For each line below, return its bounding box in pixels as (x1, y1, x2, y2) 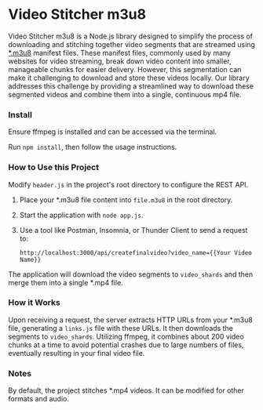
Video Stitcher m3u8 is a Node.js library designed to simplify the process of (8, 31, 254, 41)
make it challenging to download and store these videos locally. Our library (8, 73, 250, 82)
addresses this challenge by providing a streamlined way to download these (8, 81, 254, 91)
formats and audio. (8, 394, 69, 404)
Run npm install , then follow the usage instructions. (8, 143, 177, 152)
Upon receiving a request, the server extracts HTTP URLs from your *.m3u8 (8, 315, 253, 325)
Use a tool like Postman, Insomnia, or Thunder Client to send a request (19, 225, 248, 234)
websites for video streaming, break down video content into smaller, (8, 56, 232, 66)
